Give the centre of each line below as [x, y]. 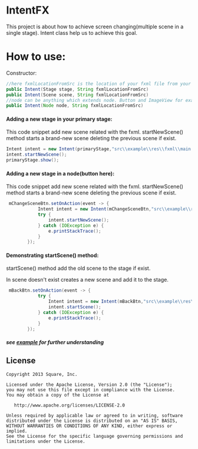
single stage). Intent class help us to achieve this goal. [72, 32]
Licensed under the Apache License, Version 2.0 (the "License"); [89, 384]
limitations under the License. [46, 441]
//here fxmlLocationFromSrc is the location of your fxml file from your [99, 84]
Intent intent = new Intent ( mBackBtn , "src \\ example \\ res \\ [122, 302]
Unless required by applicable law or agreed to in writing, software [95, 415]
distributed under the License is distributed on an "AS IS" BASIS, [92, 421]
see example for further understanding [55, 342]
